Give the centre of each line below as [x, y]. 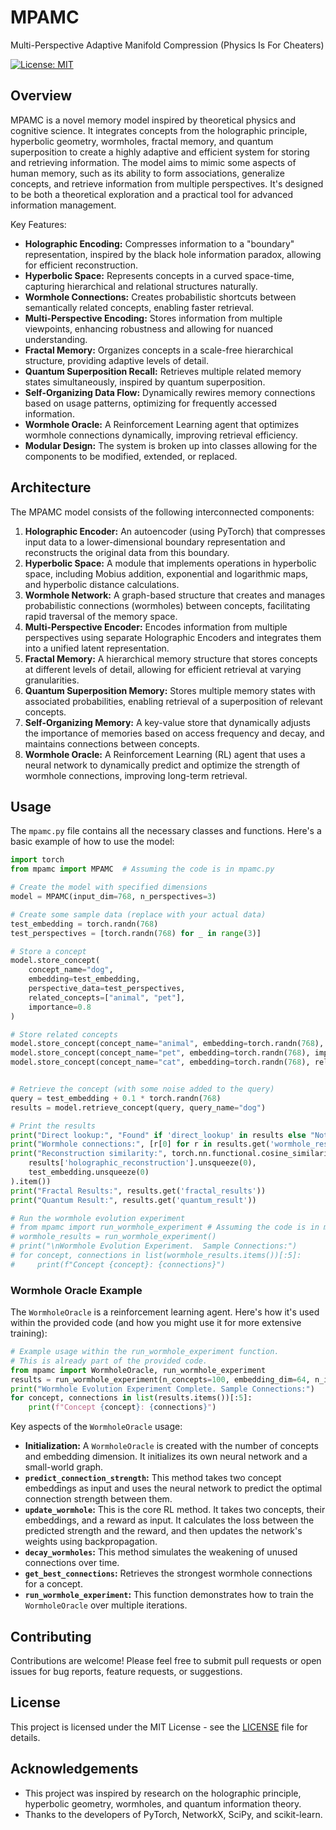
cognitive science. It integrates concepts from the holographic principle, [159, 130]
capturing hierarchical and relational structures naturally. [141, 286]
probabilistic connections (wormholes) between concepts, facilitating [167, 605]
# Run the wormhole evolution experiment [98, 1218]
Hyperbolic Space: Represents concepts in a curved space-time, [159, 275]
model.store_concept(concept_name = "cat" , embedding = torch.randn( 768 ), [160, 1062]
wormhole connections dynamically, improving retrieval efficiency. [161, 435]
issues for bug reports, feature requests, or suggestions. [126, 1671]
